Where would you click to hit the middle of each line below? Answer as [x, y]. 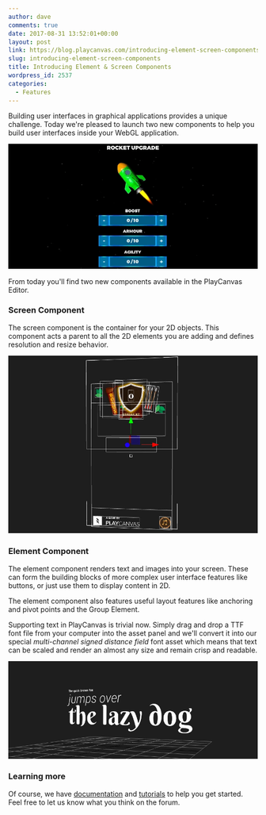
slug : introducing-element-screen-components [84, 59]
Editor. [19, 290]
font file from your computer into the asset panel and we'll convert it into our [133, 633]
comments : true [33, 25]
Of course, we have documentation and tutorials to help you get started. [126, 794]
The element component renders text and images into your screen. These [128, 568]
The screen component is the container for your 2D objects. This [114, 327]
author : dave [30, 17]
